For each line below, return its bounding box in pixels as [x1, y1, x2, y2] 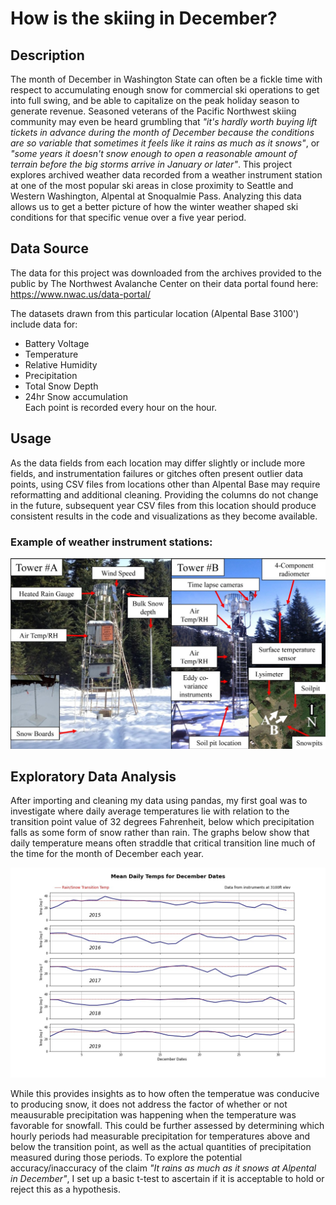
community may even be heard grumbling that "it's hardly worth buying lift [10, 116, 318, 127]
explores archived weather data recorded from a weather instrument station [10, 169, 323, 181]
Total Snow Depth [24, 380, 99, 392]
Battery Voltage [24, 337, 90, 349]
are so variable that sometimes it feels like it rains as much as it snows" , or [10, 137, 320, 149]
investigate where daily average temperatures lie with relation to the [10, 805, 290, 817]
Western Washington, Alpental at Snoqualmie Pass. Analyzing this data [10, 190, 302, 202]
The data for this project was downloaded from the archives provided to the [10, 267, 322, 279]
